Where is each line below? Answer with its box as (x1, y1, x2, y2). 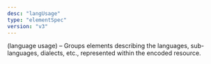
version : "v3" (7, 23, 49, 30)
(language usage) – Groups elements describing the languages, (7, 42, 189, 50)
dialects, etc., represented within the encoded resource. (40, 49, 201, 57)
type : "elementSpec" (7, 17, 68, 23)
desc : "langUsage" (7, 10, 61, 17)
